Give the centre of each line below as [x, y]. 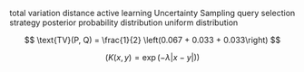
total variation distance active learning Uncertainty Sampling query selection [152, 13]
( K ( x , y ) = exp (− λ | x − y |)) [152, 57]
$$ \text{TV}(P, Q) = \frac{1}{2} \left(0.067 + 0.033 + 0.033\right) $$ [152, 40]
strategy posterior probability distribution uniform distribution [124, 22]
